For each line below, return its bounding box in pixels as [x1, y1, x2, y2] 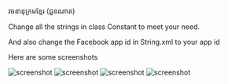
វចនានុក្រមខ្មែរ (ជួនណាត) [8, 6, 75, 16]
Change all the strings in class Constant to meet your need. [8, 22, 200, 31]
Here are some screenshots [8, 53, 98, 61]
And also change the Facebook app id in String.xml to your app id [8, 38, 220, 46]
